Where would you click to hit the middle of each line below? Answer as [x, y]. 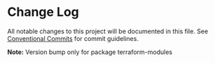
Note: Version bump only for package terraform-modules [90, 52]
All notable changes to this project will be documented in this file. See [108, 31]
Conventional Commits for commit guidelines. [73, 38]
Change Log [43, 12]
